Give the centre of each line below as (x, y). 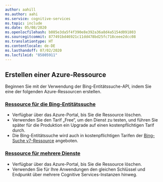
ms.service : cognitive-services (38, 19)
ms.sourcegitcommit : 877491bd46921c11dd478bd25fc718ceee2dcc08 (71, 37)
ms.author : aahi (21, 14)
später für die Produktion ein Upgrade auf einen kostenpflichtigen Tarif (83, 125)
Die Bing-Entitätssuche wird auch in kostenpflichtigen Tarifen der (77, 136)
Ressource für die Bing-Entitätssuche (50, 104)
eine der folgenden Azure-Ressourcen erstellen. (53, 92)
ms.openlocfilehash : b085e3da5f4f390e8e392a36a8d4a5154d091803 (71, 32)
